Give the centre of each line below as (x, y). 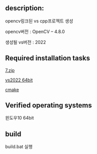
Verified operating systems (49, 105)
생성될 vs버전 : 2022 (25, 42)
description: (24, 8)
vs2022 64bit (19, 80)
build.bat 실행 (19, 146)
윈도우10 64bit (19, 118)
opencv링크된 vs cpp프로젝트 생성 (39, 21)
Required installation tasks (47, 58)
